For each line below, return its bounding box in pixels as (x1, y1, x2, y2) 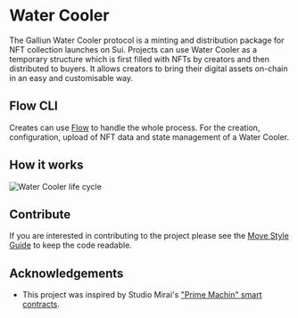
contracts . (21, 299, 61, 310)
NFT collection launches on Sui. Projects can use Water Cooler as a (9, 44, 257, 54)
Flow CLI (9, 99, 58, 114)
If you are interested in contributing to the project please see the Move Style (9, 231, 290, 241)
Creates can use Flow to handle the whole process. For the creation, (9, 122, 261, 133)
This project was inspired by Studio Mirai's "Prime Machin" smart (21, 289, 262, 300)
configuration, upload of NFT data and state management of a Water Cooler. (9, 131, 290, 143)
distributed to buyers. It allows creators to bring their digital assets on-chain (9, 63, 288, 74)
